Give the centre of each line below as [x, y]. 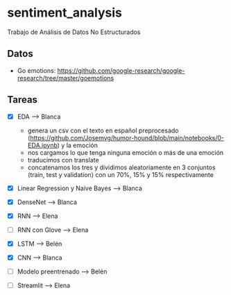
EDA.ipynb [42, 145]
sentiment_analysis [65, 13]
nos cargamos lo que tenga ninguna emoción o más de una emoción [126, 152]
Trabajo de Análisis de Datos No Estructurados [74, 32]
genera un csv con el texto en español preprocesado [103, 130]
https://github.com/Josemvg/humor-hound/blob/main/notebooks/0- [127, 137]
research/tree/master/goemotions [66, 78]
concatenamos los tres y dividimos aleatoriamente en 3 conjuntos [122, 167]
